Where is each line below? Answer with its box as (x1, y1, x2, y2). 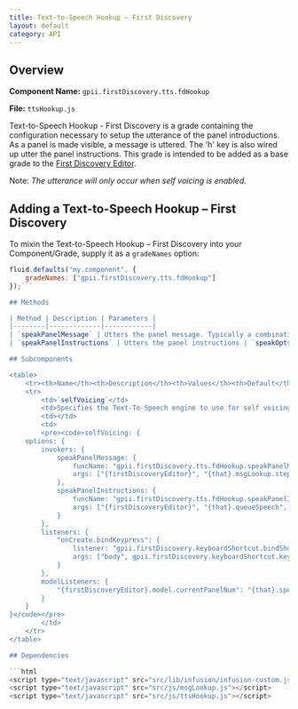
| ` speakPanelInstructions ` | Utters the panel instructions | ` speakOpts (9, 339, 292, 347)
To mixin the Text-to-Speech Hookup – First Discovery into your (9, 239, 242, 249)
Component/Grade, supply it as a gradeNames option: (9, 248, 200, 259)
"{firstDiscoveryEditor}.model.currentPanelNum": (56, 586, 244, 594)
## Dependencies (9, 650, 69, 660)
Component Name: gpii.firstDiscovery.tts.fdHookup (9, 86, 210, 97)
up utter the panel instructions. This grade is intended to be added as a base (9, 148, 289, 160)
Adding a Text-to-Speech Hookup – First (9, 201, 237, 216)
